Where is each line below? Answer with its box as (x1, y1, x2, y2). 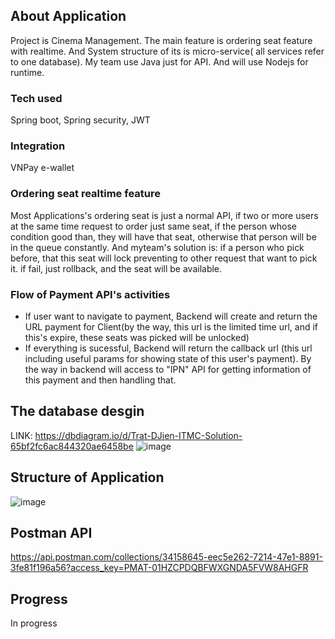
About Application (10, 8, 127, 25)
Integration (10, 139, 66, 153)
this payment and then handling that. (24, 374, 177, 386)
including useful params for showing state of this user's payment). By (24, 353, 312, 364)
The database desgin (10, 403, 145, 420)
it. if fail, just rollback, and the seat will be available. (10, 262, 223, 274)
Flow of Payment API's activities (10, 287, 171, 301)
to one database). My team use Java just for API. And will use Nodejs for (10, 55, 309, 68)
